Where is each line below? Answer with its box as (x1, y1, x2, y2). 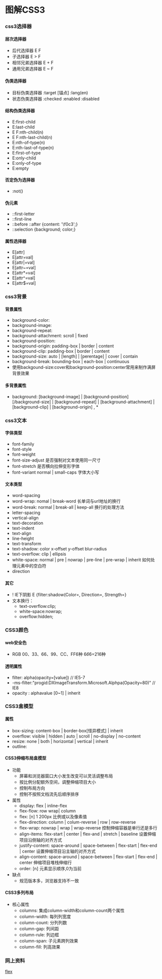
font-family (12, 441, 34, 447)
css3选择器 (5, 23, 32, 30)
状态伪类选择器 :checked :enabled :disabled (12, 96, 100, 102)
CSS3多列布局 (5, 890, 34, 895)
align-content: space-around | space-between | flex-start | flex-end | (19, 854, 158, 859)
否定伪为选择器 (5, 177, 35, 183)
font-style (12, 446, 32, 452)
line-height (12, 535, 34, 541)
